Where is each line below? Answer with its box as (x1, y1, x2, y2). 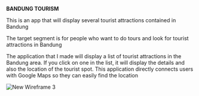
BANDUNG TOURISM (6, 5, 59, 12)
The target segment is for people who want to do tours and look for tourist (6, 35, 189, 41)
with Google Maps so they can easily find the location (6, 72, 139, 79)
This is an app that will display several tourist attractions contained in (6, 17, 176, 23)
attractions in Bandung (6, 41, 62, 48)
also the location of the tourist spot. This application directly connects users (6, 65, 194, 73)
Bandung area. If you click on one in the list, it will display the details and (6, 59, 185, 66)
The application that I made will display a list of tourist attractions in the (6, 53, 182, 59)
